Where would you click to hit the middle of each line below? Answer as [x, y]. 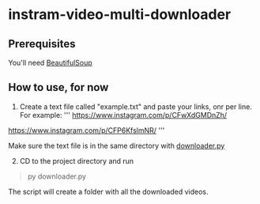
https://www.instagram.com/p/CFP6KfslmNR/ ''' [87, 130]
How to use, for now [58, 87]
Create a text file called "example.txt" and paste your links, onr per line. [136, 106]
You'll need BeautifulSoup [50, 62]
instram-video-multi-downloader [120, 15]
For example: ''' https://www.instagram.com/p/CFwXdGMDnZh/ [123, 115]
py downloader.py [57, 176]
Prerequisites [42, 44]
